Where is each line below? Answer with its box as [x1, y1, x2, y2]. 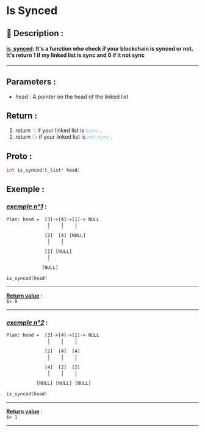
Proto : [6, 151, 32, 161]
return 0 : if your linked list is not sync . [15, 133, 113, 141]
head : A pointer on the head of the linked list [15, 93, 129, 100]
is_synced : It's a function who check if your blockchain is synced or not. [6, 45, 193, 53]
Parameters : [6, 77, 56, 87]
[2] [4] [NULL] [45, 232, 86, 238]
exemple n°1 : [6, 202, 47, 211]
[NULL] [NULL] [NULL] [36, 380, 92, 386]
